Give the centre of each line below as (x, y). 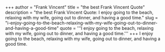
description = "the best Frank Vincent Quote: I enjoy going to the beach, (79, 12)
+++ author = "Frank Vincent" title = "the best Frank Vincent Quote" (75, 7)
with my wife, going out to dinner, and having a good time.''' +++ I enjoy (79, 33)
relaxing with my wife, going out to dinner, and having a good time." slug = (82, 18)
